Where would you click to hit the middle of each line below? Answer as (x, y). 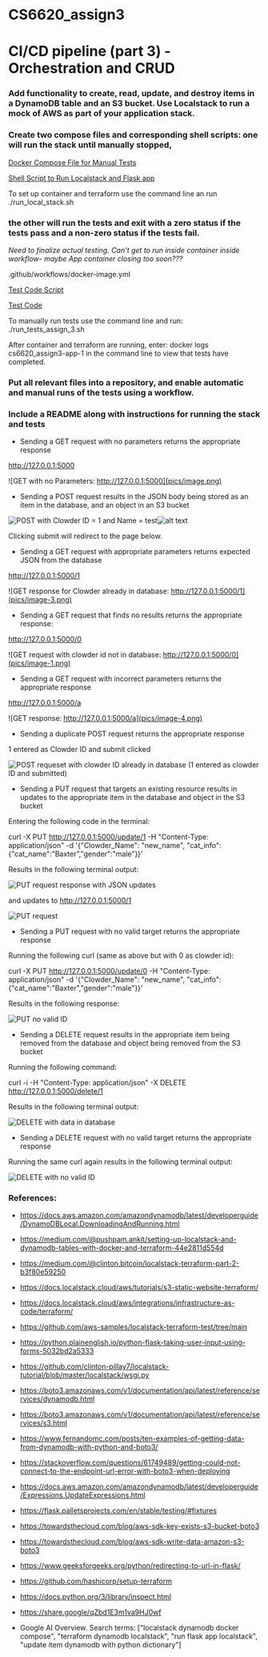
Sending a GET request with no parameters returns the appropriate (130, 441)
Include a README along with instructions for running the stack (134, 414)
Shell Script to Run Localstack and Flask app (82, 178)
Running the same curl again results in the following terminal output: (121, 1162)
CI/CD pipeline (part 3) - (90, 52)
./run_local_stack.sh (41, 202)
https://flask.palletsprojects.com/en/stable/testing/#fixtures (118, 1510)
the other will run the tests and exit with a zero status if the (125, 223)
